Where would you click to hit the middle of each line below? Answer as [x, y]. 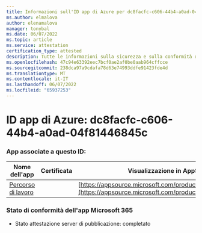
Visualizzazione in [155, 171]
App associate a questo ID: [46, 151]
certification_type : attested [44, 51]
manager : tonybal [28, 29]
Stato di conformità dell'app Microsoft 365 [70, 210]
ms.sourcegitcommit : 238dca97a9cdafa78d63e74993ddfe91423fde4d [87, 68]
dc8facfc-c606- [131, 120]
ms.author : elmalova [32, 17]
